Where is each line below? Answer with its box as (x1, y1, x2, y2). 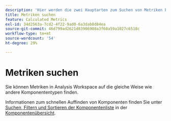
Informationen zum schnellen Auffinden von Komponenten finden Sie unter (5, 99, 162, 105)
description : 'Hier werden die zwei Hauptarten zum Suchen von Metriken (5, 7, 163, 13)
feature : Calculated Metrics (5, 17, 67, 22)
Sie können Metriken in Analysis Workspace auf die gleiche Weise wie (5, 83, 152, 89)
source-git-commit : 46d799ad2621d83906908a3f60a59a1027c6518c (5, 26, 140, 32)
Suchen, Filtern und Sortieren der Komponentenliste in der (5, 104, 128, 110)
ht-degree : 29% (5, 41, 38, 46)
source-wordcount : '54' (5, 36, 56, 41)
